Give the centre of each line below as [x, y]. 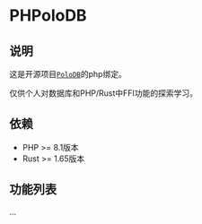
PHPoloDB [48, 16]
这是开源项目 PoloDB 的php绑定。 [68, 74]
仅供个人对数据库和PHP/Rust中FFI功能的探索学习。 [103, 93]
